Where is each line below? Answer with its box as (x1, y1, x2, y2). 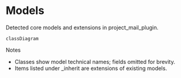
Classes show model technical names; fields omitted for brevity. (14, 58, 176, 65)
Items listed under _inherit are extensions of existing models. (14, 65, 168, 72)
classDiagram (5, 35, 39, 41)
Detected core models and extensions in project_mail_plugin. (5, 24, 159, 31)
